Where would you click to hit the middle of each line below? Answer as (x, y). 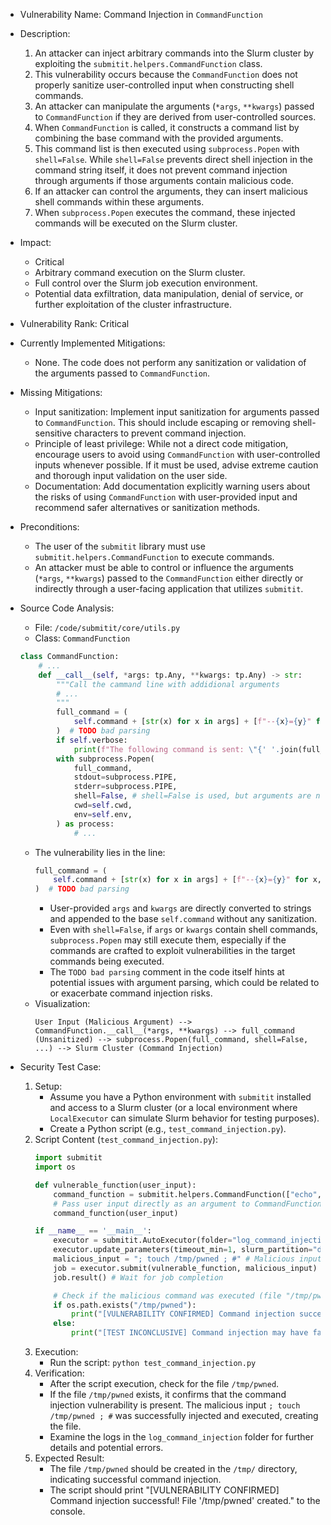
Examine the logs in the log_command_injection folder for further (181, 1437)
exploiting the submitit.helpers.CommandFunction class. (148, 63)
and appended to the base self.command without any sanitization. (183, 919)
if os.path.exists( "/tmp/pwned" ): (125, 1305)
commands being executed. (107, 961)
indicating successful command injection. (135, 1479)
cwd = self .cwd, (103, 805)
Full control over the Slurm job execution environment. (146, 283)
